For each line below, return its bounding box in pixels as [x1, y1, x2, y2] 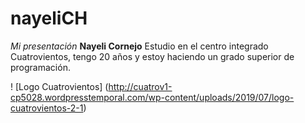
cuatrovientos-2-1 [10, 102, 84, 114]
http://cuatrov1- [108, 80, 173, 92]
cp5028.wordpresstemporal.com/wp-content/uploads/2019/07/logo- [10, 91, 295, 103]
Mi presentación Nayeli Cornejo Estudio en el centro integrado [10, 40, 269, 52]
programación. [10, 61, 71, 73]
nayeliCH [10, 7, 88, 30]
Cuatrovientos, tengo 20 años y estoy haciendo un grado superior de [10, 50, 295, 62]
